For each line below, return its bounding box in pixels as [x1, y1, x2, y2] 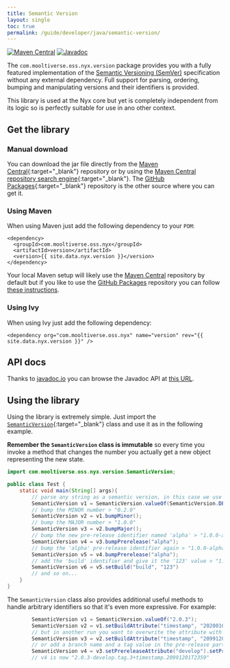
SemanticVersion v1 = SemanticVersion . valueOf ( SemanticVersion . [31, 500, 219, 507]
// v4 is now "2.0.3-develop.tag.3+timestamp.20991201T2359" [31, 654, 210, 661]
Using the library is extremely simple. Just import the [7, 413, 156, 421]
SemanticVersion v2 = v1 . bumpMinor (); [31, 513, 142, 520]
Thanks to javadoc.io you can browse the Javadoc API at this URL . [7, 375, 194, 383]
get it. [7, 189, 24, 197]
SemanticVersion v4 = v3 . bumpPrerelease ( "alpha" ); [31, 538, 179, 545]
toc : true [7, 23, 36, 30]
